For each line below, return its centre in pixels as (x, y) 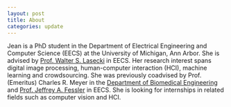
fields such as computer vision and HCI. (64, 97)
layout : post (26, 13)
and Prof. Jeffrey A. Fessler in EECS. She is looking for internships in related (115, 90)
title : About (26, 20)
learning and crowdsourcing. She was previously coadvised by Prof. (104, 75)
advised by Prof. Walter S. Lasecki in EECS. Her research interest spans (109, 61)
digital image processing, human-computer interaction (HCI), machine (107, 68)
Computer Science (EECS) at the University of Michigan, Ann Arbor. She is (113, 53)
